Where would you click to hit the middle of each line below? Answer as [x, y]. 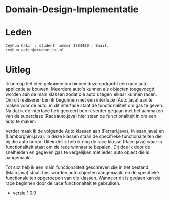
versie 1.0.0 [24, 193]
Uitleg [18, 70]
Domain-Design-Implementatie [72, 9]
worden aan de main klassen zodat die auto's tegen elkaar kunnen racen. [81, 94]
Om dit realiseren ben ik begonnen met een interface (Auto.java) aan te [79, 100]
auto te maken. [21, 121]
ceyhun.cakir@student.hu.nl [35, 50]
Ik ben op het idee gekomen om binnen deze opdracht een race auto [76, 84]
